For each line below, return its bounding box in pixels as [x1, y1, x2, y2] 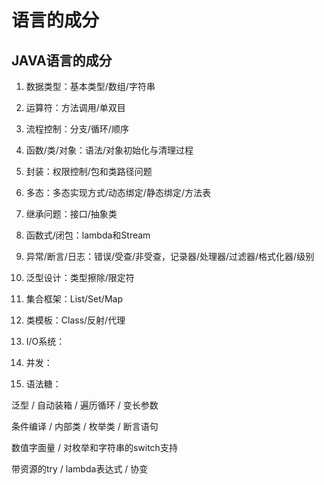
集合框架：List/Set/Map [25, 293, 123, 305]
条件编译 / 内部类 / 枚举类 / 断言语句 [11, 421, 159, 432]
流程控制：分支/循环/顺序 [25, 123, 129, 135]
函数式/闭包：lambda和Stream [25, 229, 151, 241]
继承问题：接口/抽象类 [25, 208, 118, 220]
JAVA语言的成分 [11, 52, 113, 69]
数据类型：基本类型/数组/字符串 [25, 81, 156, 92]
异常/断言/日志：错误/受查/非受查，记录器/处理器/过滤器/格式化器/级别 [25, 251, 315, 262]
